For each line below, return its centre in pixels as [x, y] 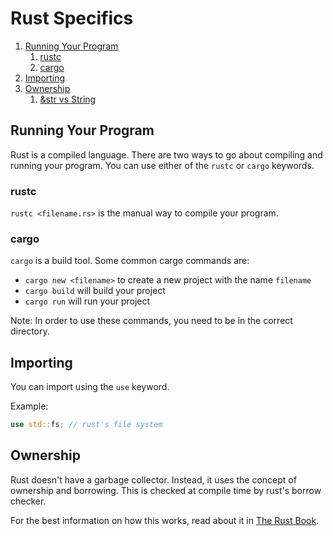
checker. [28, 501]
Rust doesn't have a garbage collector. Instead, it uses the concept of [153, 479]
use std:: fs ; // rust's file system [86, 425]
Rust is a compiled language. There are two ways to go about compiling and [166, 154]
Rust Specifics [72, 18]
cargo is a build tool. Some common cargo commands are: [130, 261]
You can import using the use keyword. [90, 387]
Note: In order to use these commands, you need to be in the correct [151, 321]
